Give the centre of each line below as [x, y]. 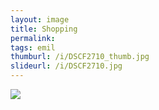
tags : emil [33, 47]
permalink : [33, 38]
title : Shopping [44, 29]
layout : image [40, 19]
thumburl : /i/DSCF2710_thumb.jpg [80, 57]
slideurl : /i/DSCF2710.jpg [66, 66]
